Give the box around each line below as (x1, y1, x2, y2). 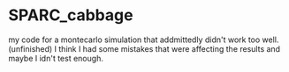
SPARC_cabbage (8, 5, 133, 25)
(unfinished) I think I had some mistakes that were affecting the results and (8, 43, 280, 54)
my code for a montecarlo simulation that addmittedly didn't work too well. (8, 34, 279, 45)
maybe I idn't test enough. (8, 53, 103, 63)
